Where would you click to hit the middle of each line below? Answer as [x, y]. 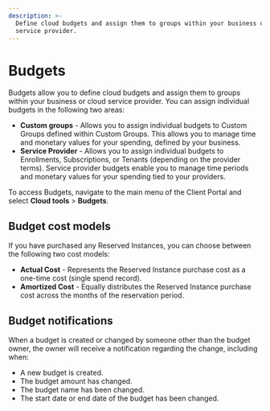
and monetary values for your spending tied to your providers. [123, 177]
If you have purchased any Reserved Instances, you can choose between [130, 245]
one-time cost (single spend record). [81, 278]
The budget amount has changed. [76, 381]
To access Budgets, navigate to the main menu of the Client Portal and [125, 192]
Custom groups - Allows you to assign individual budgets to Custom [133, 125]
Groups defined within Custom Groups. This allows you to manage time [138, 134]
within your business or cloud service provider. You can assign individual [129, 101]
